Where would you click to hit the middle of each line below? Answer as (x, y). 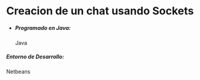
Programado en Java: (43, 27)
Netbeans (18, 72)
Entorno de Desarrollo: (35, 56)
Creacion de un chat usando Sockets (100, 11)
